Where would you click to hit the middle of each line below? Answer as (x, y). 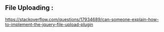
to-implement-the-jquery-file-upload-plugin (49, 24)
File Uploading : (29, 8)
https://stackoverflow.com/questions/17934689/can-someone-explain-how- (82, 19)
